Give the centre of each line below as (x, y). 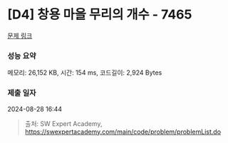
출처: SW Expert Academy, (63, 123)
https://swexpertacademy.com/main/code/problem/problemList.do (123, 132)
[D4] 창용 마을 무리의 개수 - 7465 (100, 15)
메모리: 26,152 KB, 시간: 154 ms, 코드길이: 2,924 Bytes (85, 73)
